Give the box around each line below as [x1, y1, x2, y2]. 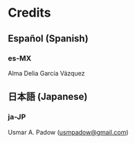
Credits [8, 5, 51, 21]
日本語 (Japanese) [8, 91, 88, 103]
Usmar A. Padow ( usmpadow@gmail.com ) [8, 128, 129, 136]
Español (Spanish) [8, 33, 89, 44]
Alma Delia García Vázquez [8, 69, 85, 77]
